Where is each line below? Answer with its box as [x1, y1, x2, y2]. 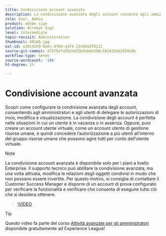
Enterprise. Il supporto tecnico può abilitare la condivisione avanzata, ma [5, 165, 153, 171]
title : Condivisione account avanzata [5, 7, 85, 12]
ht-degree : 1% [5, 62, 35, 67]
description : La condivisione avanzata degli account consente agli [5, 12, 149, 17]
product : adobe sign [5, 21, 48, 26]
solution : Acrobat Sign [5, 26, 54, 31]
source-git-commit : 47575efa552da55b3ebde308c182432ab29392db [5, 48, 136, 53]
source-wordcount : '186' [5, 58, 56, 63]
